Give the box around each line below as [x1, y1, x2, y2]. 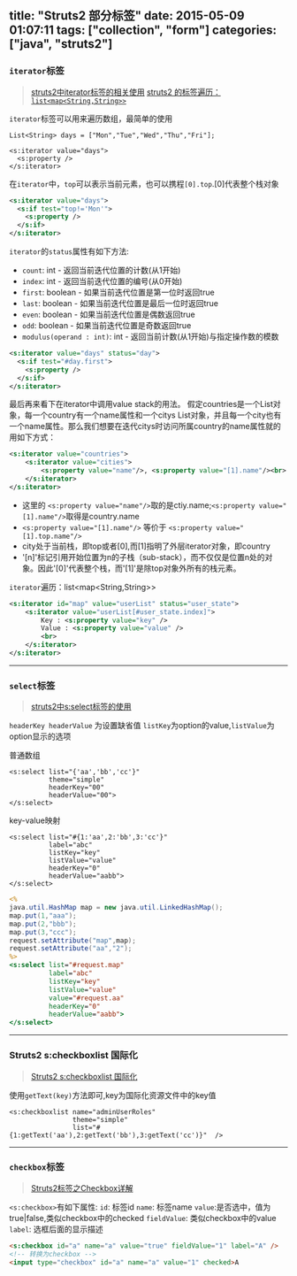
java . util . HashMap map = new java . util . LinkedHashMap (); [9, 903, 224, 912]
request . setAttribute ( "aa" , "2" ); [9, 944, 133, 953]
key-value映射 [9, 815, 61, 826]
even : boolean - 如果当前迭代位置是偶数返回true [21, 309, 196, 320]
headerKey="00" [48, 783, 104, 792]
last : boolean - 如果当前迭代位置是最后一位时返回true [21, 298, 219, 309]
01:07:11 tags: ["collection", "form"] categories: [9, 23, 277, 38]
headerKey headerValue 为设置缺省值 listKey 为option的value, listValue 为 [9, 720, 275, 731]
